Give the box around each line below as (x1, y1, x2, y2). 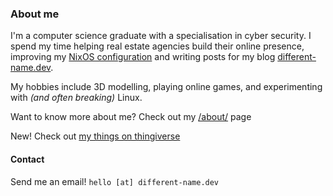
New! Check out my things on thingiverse (10, 130, 181, 142)
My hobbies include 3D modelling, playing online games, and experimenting (10, 81, 323, 93)
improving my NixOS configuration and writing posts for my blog (10, 51, 276, 63)
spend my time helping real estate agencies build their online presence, (10, 40, 305, 52)
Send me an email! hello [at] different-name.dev (10, 175, 220, 187)
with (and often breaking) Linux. (10, 92, 143, 104)
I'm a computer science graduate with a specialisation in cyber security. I (10, 30, 312, 42)
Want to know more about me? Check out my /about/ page (10, 111, 252, 123)
